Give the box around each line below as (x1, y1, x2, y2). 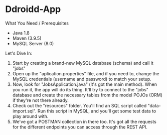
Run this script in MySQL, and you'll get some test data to (37, 108, 156, 114)
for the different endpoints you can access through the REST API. (12, 124, 148, 130)
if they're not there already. (12, 97, 69, 103)
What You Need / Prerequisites (5, 20, 69, 26)
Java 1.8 (12, 30, 30, 36)
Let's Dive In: (5, 50, 33, 56)
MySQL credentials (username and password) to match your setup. (12, 76, 151, 82)
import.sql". (12, 108, 37, 114)
